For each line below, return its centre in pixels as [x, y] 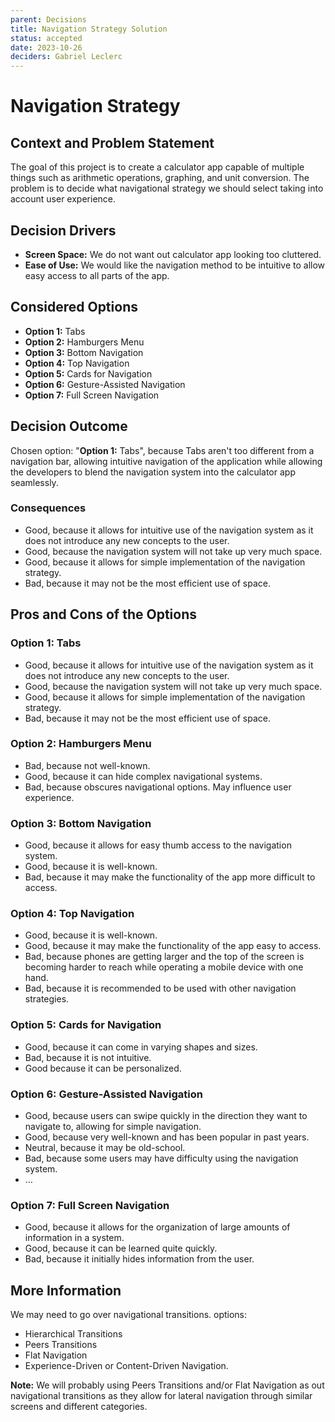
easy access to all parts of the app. [97, 275]
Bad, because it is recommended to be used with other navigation [160, 988]
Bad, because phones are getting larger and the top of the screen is [164, 957]
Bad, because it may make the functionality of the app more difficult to [170, 877]
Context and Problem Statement [112, 142]
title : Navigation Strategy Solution [89, 29]
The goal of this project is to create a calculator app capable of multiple [157, 167]
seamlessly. [34, 482]
